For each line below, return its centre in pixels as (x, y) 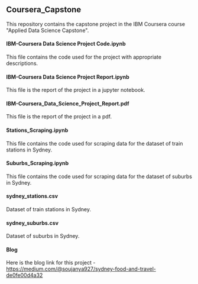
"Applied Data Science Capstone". (48, 30)
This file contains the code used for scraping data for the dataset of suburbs (99, 176)
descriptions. (22, 63)
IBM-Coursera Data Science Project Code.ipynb (66, 44)
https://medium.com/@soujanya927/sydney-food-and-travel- (81, 269)
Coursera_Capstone (44, 10)
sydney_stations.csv (32, 196)
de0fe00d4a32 (25, 275)
